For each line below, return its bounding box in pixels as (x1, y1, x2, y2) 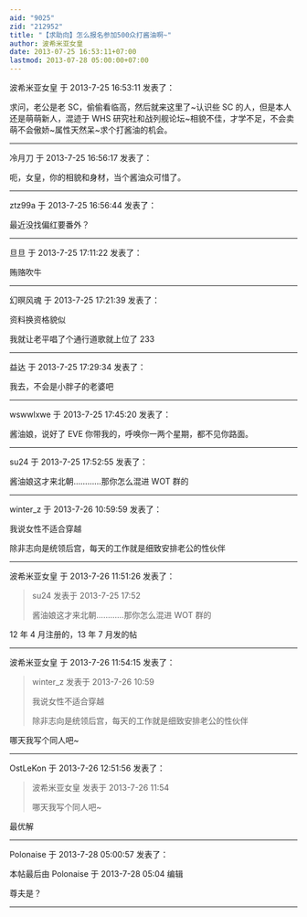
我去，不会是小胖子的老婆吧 (9, 381, 114, 391)
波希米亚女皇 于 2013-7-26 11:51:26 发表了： (9, 570, 175, 581)
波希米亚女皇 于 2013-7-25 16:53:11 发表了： (9, 82, 175, 92)
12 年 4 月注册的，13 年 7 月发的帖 (9, 629, 138, 640)
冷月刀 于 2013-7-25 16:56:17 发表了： (9, 153, 153, 163)
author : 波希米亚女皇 (9, 38, 84, 48)
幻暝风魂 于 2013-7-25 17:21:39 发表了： (9, 294, 161, 305)
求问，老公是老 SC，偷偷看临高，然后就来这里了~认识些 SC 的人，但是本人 (9, 101, 292, 112)
